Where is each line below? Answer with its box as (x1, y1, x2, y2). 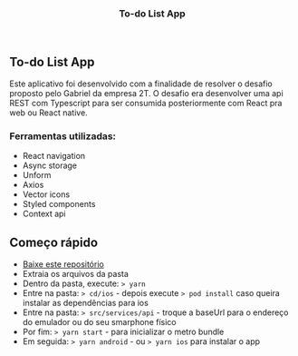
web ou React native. (9, 107, 88, 118)
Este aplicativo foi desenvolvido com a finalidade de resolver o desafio (9, 78, 274, 89)
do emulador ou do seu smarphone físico (22, 317, 177, 328)
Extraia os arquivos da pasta (22, 269, 130, 280)
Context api (22, 208, 66, 220)
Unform (22, 170, 52, 181)
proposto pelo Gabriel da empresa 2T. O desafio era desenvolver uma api (9, 88, 284, 99)
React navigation (22, 151, 86, 162)
